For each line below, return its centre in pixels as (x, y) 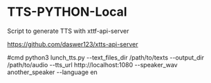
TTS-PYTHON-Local (67, 12)
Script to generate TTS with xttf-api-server (68, 31)
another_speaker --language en (53, 72)
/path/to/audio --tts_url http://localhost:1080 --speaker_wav (92, 64)
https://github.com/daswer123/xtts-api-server (73, 44)
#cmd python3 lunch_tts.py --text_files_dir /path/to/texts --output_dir (105, 57)
